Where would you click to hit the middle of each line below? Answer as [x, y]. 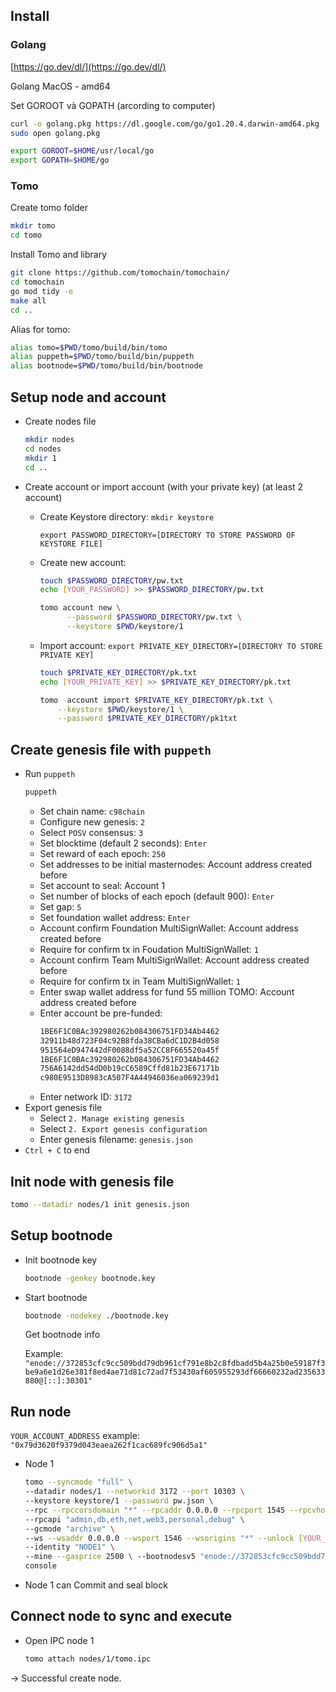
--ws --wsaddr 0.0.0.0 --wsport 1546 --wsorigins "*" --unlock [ [163, 1538]
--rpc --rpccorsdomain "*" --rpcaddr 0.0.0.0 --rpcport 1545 [155, 1510]
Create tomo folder [49, 208]
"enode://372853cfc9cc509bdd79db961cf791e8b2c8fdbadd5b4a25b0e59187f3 [175, 1364]
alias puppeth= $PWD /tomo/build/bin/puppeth [102, 357]
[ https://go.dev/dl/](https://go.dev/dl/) [88, 66]
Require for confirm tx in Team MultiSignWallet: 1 [140, 981]
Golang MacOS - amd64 [60, 86]
